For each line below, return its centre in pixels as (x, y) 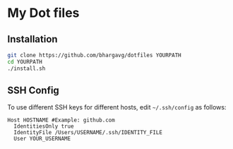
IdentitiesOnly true (44, 126)
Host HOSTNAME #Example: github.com (61, 120)
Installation (32, 39)
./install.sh (26, 68)
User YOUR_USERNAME (42, 139)
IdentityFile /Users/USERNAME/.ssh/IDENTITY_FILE (88, 133)
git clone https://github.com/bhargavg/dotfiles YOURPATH (94, 55)
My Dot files (43, 13)
